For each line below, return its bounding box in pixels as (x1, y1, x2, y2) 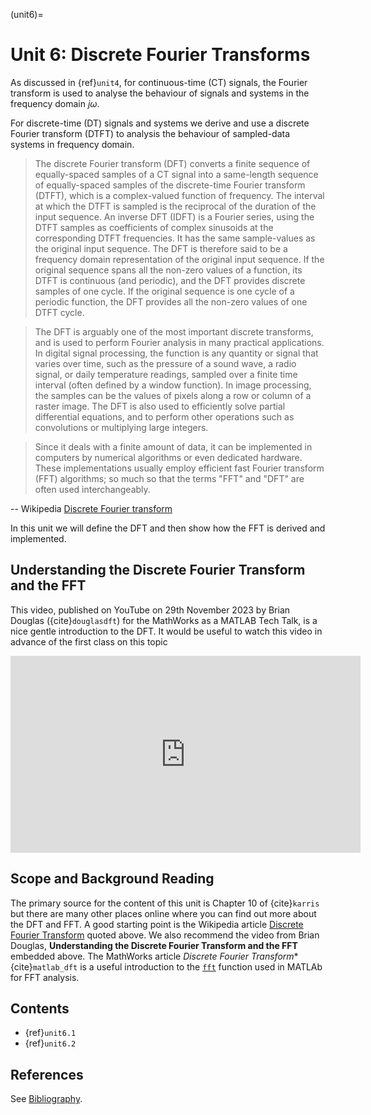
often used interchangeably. (34, 483, 151, 495)
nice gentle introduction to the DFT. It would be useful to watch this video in (10, 625, 323, 637)
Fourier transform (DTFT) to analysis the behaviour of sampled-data (10, 127, 291, 139)
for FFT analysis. (10, 971, 80, 983)
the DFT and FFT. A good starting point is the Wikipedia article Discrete (10, 918, 304, 930)
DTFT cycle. (34, 306, 85, 318)
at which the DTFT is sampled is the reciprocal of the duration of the (34, 200, 317, 212)
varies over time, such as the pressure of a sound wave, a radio (34, 357, 297, 369)
